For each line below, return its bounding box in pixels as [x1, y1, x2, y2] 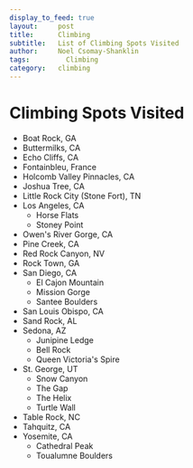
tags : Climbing [9, 55, 99, 64]
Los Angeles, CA [22, 200, 85, 211]
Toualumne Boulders [35, 450, 113, 461]
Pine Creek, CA [22, 238, 79, 249]
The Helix [35, 392, 72, 403]
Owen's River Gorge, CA [22, 228, 114, 240]
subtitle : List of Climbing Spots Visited [9, 38, 179, 48]
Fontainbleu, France [22, 161, 97, 172]
